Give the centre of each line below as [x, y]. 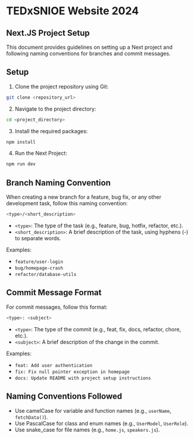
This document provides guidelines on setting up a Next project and [89, 47]
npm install [21, 142]
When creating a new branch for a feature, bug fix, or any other [84, 197]
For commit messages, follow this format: [57, 307]
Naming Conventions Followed [64, 396]
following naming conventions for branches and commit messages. [88, 54]
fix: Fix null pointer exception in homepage [72, 372]
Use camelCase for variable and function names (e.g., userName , [93, 410]
